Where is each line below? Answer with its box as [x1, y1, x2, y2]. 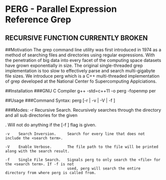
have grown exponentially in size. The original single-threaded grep [5, 63, 143, 68]
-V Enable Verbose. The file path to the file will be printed [5, 144, 159, 149]
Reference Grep [5, 14, 71, 25]
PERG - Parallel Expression [5, 3, 117, 15]
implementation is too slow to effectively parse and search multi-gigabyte [5, 68, 155, 74]
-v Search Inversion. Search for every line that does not [5, 132, 145, 136]
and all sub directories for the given [5, 112, 78, 118]
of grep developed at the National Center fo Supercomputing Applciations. [5, 78, 157, 84]
